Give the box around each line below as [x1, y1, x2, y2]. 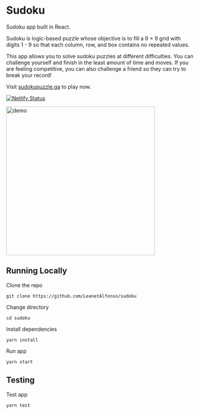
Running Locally [6, 266, 67, 276]
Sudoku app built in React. [6, 23, 71, 30]
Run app [6, 347, 27, 355]
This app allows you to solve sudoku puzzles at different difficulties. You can [6, 52, 194, 59]
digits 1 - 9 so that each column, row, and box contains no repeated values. [6, 41, 190, 48]
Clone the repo [6, 281, 43, 288]
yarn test [6, 402, 31, 408]
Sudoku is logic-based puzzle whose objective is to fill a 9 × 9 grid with [6, 34, 181, 42]
